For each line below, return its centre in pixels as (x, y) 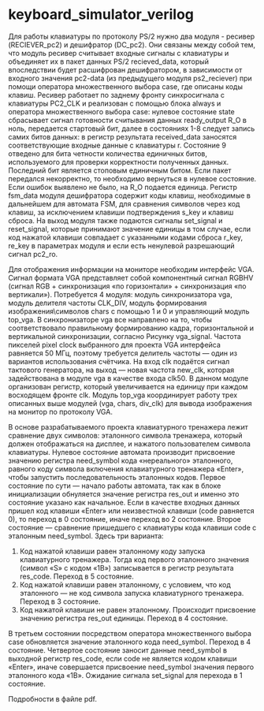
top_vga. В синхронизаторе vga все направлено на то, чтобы (110, 319)
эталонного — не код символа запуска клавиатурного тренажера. (132, 593)
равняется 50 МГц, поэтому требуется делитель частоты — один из (123, 353)
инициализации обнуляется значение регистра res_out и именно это (124, 493)
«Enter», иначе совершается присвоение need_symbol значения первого (131, 667)
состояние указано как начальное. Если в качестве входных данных (124, 502)
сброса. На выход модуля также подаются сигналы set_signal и (115, 220)
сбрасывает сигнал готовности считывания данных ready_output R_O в (127, 120)
